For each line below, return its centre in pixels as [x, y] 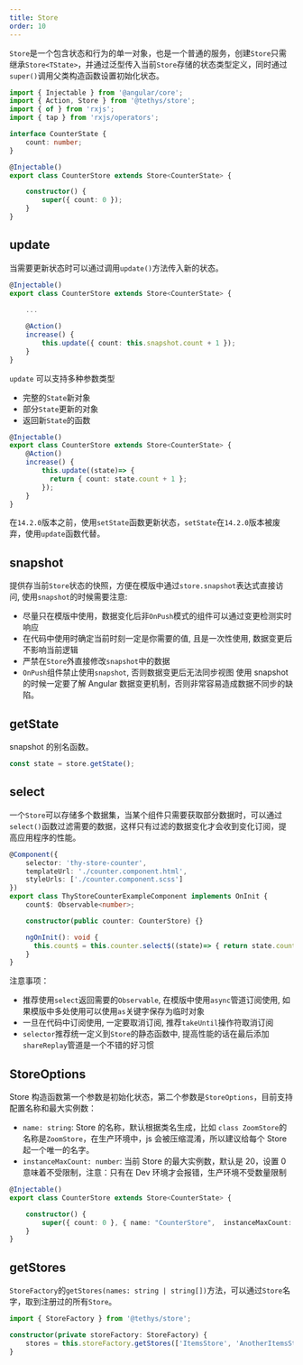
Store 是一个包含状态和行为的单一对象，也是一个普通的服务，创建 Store [140, 53]
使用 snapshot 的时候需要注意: [74, 597]
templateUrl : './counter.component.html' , [106, 872]
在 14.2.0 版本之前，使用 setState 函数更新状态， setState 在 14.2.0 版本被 [141, 522]
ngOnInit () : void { [62, 937]
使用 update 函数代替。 [65, 534]
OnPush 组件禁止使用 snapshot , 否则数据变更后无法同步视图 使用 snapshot [155, 672]
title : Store [34, 18]
